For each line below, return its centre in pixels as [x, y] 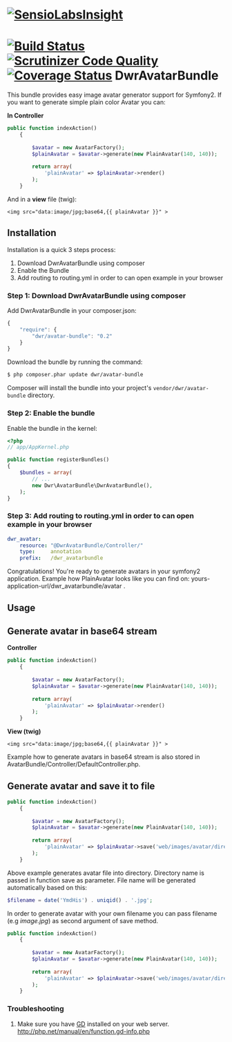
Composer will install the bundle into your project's [79, 388]
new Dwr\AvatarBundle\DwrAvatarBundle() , [93, 485]
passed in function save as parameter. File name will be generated [101, 880]
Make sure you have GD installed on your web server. [93, 1024]
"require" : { [38, 329]
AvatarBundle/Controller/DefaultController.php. [74, 764]
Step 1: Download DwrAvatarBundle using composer [97, 296]
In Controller [26, 116]
